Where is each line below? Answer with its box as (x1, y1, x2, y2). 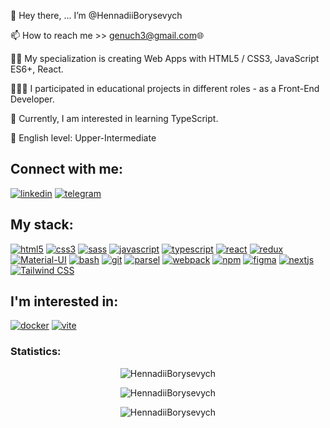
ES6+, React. (10, 63, 64, 75)
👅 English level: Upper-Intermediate (10, 132, 157, 144)
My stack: (10, 216, 74, 234)
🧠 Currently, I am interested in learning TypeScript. (10, 113, 219, 124)
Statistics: (10, 345, 62, 359)
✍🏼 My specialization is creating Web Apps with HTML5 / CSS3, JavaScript (10, 53, 320, 64)
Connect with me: (10, 161, 124, 178)
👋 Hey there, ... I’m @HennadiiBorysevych (10, 10, 183, 21)
